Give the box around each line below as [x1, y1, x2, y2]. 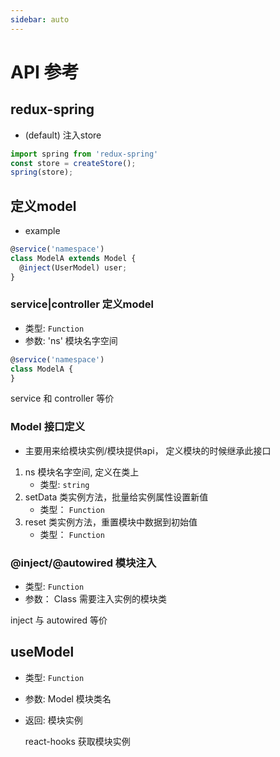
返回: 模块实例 [24, 714, 83, 726]
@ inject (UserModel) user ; [19, 262, 128, 273]
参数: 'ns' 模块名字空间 [24, 334, 118, 346]
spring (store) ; [10, 167, 74, 178]
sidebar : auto [10, 14, 70, 25]
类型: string [39, 478, 90, 490]
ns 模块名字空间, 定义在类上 [24, 466, 140, 478]
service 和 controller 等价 [10, 392, 115, 405]
